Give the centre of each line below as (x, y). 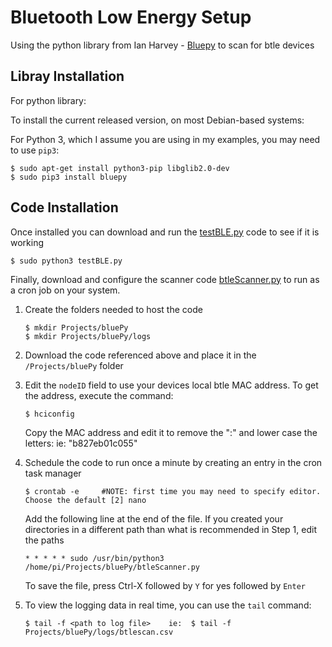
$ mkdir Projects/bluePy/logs (88, 336)
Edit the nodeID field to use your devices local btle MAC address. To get (171, 385)
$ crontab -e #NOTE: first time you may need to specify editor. (173, 491)
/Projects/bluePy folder (74, 365)
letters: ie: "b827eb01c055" (81, 443)
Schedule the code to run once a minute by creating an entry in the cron (173, 462)
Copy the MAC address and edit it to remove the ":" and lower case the (171, 432)
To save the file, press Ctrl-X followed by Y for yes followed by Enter (165, 585)
